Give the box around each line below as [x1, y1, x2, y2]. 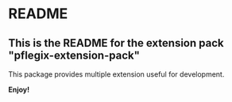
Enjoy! [8, 85, 30, 94]
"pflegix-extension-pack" [8, 48, 141, 62]
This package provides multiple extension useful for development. [8, 70, 225, 79]
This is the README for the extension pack [8, 36, 224, 50]
